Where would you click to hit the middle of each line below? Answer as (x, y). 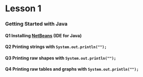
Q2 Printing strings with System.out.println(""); (56, 47)
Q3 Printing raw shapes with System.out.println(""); (61, 58)
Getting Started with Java (36, 24)
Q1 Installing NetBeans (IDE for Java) (43, 35)
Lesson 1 (23, 9)
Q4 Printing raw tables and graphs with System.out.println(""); (72, 69)
